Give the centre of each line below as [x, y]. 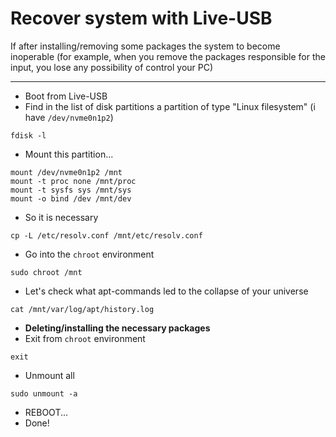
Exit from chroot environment [85, 338]
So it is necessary [61, 217]
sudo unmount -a [44, 393]
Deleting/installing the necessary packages [117, 328]
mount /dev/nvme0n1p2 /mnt [66, 172]
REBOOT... [46, 412]
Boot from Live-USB [66, 96]
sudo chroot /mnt [46, 272]
